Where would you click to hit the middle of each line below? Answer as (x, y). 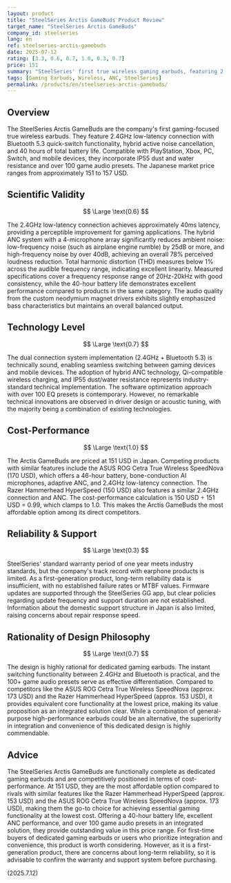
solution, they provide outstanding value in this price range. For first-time (111, 830)
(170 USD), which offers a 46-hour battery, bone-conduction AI (97, 475)
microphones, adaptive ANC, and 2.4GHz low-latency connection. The (108, 483)
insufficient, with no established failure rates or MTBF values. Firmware (108, 586)
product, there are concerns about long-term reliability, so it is (127, 852)
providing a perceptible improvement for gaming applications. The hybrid (111, 232)
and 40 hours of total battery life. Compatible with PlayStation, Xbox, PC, (111, 151)
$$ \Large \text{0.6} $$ (116, 211)
